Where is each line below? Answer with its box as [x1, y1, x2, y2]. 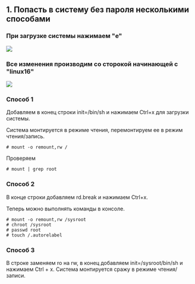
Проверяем [6, 154, 36, 162]
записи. [6, 272, 26, 279]
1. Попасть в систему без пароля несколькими [6, 5, 189, 15]
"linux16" [6, 67, 34, 75]
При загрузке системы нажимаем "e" [6, 32, 122, 40]
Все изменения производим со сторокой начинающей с [6, 59, 178, 68]
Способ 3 [6, 246, 35, 254]
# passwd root [6, 227, 42, 233]
